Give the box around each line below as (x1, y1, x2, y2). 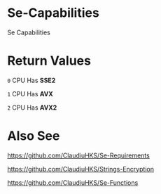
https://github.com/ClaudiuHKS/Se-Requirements (7, 151, 150, 160)
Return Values (7, 53, 91, 69)
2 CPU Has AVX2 (7, 103, 57, 112)
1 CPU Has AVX (7, 89, 54, 98)
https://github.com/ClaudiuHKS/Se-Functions (7, 178, 139, 187)
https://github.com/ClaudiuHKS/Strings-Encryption (7, 164, 154, 173)
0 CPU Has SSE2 (7, 76, 56, 84)
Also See (7, 128, 60, 144)
